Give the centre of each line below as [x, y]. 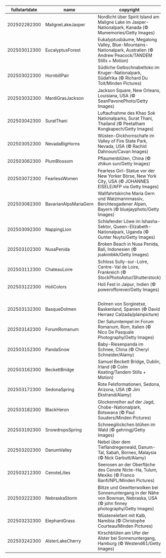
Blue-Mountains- [130, 45]
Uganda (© [137, 232]
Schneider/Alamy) [116, 354]
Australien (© [140, 50]
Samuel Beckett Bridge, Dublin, [129, 361]
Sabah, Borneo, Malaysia [131, 453]
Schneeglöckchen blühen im [126, 424]
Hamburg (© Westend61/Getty [129, 543]
